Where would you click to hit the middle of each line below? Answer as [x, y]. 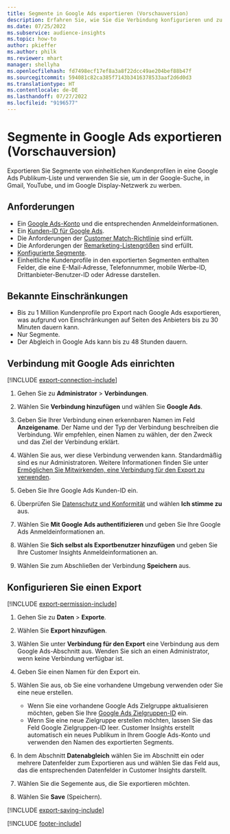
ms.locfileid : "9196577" [43, 103]
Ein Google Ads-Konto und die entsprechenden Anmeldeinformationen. [118, 223]
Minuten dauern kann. [48, 327]
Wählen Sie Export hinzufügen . [62, 630]
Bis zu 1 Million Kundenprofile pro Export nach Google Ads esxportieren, [119, 313]
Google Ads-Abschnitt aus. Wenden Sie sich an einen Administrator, [113, 651]
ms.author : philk [32, 52]
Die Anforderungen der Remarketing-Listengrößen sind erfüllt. [105, 245]
